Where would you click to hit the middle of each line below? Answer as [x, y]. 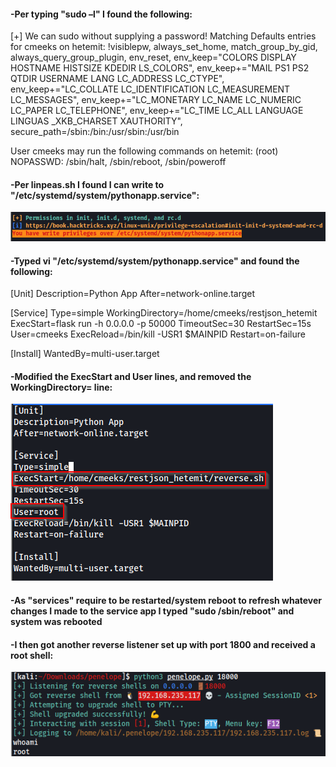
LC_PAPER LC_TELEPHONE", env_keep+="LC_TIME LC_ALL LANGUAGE [157, 111]
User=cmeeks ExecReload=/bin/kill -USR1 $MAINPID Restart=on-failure [158, 334]
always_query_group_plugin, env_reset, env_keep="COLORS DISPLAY [153, 57]
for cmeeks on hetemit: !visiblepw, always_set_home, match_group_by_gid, [164, 47]
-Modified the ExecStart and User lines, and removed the [131, 376]
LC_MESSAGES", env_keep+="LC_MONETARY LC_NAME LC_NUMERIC [156, 100]
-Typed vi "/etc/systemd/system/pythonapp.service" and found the [155, 261]
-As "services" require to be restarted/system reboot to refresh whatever [166, 600]
